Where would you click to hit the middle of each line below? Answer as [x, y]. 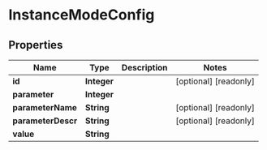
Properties [36, 45]
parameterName [45, 107]
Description [144, 68]
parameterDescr [45, 121]
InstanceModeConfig [82, 15]
